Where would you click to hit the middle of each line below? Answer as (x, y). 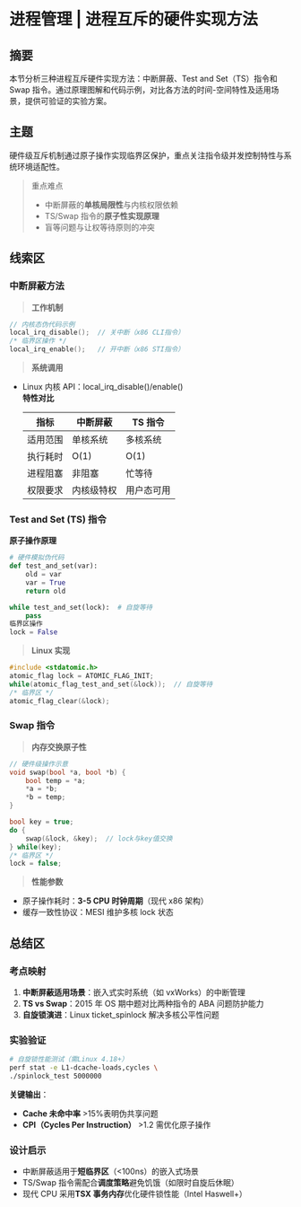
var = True (46, 582)
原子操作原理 (33, 541)
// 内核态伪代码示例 (42, 324)
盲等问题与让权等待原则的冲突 (99, 227)
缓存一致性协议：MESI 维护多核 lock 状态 (98, 912)
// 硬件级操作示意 (39, 764)
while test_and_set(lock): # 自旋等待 (81, 607)
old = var (44, 575)
